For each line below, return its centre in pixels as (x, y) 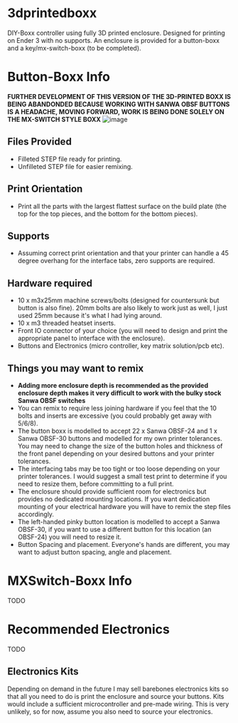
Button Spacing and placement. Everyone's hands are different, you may (124, 544)
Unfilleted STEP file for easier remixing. (75, 166)
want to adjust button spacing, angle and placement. (94, 552)
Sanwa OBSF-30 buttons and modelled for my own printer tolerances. (120, 438)
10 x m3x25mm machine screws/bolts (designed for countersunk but (118, 300)
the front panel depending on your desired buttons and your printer (116, 453)
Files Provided (40, 142)
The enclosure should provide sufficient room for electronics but (112, 491)
